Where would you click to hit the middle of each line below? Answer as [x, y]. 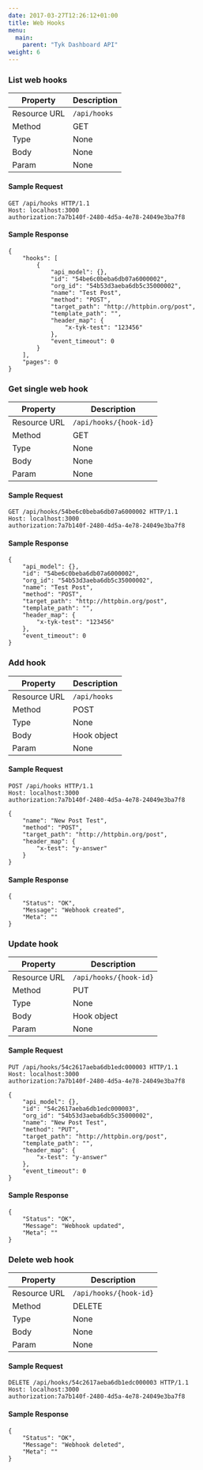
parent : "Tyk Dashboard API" [70, 45]
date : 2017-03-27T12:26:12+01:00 [63, 15]
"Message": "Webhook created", [74, 910]
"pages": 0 [40, 362]
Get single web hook [48, 388]
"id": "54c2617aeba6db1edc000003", [81, 1109]
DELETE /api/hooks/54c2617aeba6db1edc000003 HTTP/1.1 [99, 1383]
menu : [17, 30]
